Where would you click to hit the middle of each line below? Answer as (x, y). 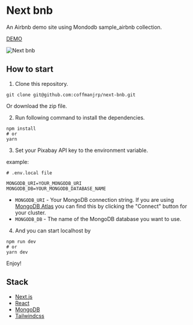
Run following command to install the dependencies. (80, 117)
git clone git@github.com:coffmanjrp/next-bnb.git (71, 95)
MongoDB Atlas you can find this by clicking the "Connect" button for (101, 206)
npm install (21, 129)
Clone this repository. (41, 84)
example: (17, 162)
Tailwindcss (29, 315)
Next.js (24, 296)
